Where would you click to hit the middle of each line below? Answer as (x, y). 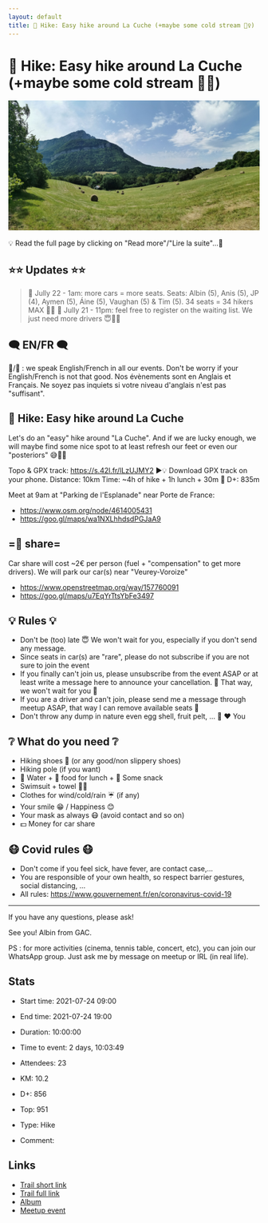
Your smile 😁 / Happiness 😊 (67, 807)
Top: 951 (34, 1109)
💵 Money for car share (57, 824)
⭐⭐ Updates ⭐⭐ (47, 270)
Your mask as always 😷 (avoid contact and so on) (102, 815)
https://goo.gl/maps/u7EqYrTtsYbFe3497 (87, 596)
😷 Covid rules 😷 (51, 849)
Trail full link (39, 1193)
